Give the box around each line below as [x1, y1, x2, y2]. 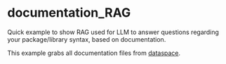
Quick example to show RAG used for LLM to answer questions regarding [7, 28, 220, 36]
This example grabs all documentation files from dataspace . [7, 49, 181, 57]
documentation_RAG [7, 5, 131, 21]
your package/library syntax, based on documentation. [7, 35, 166, 43]
